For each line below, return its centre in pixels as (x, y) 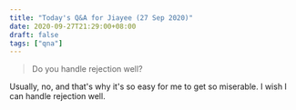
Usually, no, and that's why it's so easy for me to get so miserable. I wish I (148, 86)
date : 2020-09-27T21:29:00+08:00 (73, 26)
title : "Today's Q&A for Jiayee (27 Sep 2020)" (102, 18)
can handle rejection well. (58, 96)
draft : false (34, 35)
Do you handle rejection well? (87, 69)
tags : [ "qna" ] (36, 43)
